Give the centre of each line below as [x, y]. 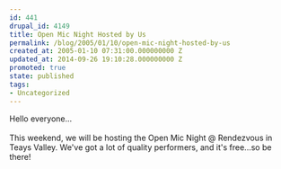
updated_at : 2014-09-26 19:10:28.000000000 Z [96, 59]
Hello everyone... [41, 119]
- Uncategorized [40, 93]
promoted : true [38, 68]
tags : [19, 84]
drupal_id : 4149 [40, 26]
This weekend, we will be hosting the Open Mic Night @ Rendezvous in [141, 138]
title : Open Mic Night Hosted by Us [78, 34]
